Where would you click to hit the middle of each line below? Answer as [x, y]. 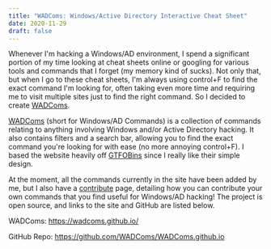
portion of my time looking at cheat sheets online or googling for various [129, 62]
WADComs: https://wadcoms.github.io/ [74, 221]
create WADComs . [39, 105]
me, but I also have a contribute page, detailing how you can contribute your [135, 188]
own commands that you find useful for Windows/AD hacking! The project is [135, 197]
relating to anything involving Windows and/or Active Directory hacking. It [131, 129]
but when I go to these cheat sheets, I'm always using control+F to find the [133, 80]
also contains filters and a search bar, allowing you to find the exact [121, 138]
